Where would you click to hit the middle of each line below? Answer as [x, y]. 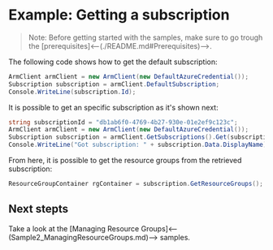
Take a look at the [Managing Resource [74, 228]
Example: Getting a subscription [119, 15]
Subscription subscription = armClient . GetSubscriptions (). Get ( [119, 137]
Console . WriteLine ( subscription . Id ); [72, 92]
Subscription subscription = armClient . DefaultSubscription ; [114, 84]
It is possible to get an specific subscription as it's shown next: [113, 107]
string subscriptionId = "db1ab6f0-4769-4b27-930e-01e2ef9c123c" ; [123, 122]
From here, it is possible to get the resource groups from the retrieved [125, 161]
